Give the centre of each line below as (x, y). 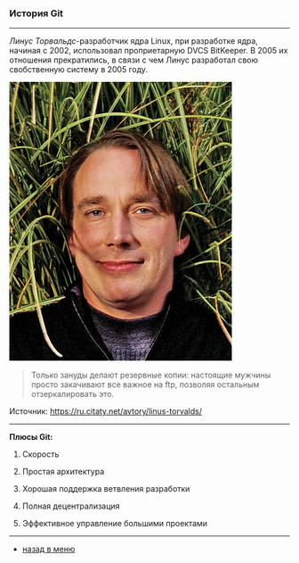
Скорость (40, 454)
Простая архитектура (63, 472)
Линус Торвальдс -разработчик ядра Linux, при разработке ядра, (133, 41)
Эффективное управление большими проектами (114, 524)
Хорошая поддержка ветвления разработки (106, 489)
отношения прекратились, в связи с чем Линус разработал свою (134, 60)
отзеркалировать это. (72, 394)
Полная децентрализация (71, 506)
